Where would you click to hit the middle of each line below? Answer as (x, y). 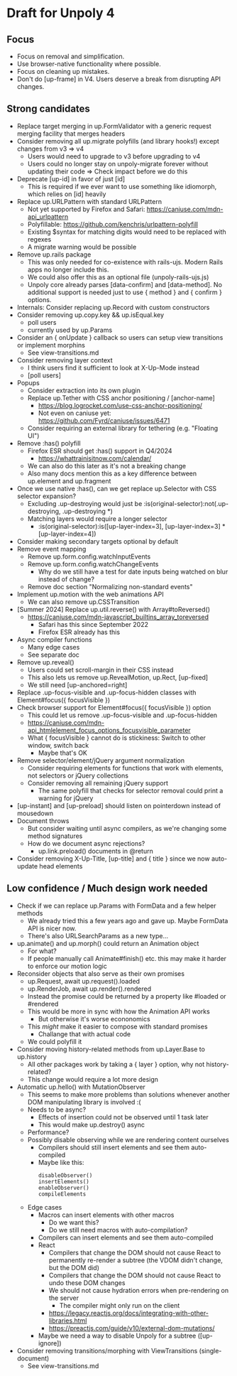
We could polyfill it (55, 1041)
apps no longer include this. (68, 269)
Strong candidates (48, 109)
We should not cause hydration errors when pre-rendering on (138, 1290)
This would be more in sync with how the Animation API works (118, 1011)
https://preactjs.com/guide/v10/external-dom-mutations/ (132, 1328)
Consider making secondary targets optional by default (98, 541)
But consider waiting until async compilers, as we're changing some (127, 828)
